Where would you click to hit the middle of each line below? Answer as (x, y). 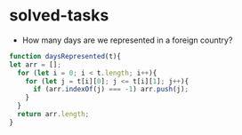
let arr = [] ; (36, 64)
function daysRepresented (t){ (65, 56)
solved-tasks (59, 16)
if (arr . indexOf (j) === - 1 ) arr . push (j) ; (111, 90)
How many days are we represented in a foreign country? (127, 40)
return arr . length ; (53, 115)
